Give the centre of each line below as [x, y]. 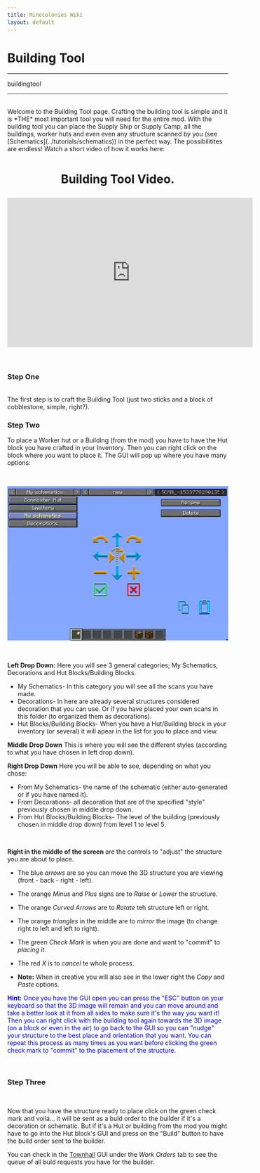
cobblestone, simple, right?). [48, 407]
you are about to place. [41, 859]
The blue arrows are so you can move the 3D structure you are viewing [120, 873]
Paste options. [38, 984]
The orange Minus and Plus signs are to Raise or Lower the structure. [117, 894]
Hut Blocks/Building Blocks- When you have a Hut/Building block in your [122, 724]
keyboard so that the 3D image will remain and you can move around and [113, 1005]
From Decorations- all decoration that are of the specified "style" [111, 802]
